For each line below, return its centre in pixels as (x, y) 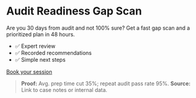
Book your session (29, 71)
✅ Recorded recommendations (53, 53)
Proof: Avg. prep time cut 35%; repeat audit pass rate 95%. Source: (106, 83)
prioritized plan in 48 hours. (41, 34)
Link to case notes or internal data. (64, 90)
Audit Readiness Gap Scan (74, 11)
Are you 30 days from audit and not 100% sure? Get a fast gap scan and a (98, 28)
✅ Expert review (35, 46)
